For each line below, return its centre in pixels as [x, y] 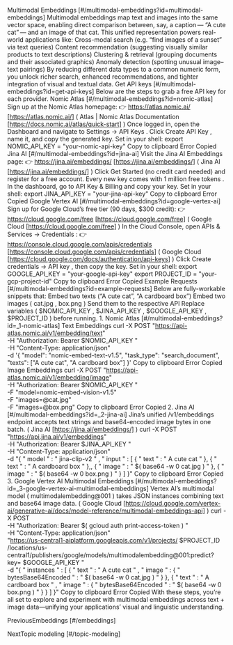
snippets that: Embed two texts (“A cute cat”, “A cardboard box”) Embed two [116, 296]
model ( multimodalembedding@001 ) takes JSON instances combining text [115, 496]
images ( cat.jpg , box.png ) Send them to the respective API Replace [106, 303]
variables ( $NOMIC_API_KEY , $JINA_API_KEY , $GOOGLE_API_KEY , [107, 311]
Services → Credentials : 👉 [47, 234]
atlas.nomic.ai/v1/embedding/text [55, 333]
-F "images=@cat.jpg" [39, 399]
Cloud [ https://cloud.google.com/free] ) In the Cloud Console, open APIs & [114, 226]
